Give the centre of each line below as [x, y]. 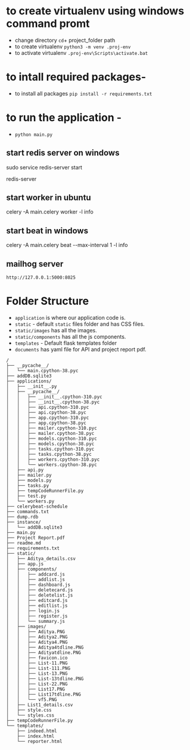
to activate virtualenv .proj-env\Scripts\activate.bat [81, 53]
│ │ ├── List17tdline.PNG [44, 695]
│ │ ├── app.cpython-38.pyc [46, 423]
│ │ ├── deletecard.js [40, 590]
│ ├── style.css [29, 710]
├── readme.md [24, 543]
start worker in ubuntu [49, 198]
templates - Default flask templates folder [66, 343]
